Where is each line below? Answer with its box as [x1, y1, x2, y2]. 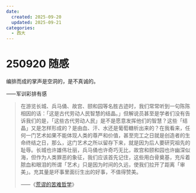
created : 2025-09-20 [11, 14, 62, 20]
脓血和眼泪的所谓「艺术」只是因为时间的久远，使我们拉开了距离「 [20, 161, 180, 168]
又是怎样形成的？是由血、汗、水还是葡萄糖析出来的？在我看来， [31, 125, 185, 132]
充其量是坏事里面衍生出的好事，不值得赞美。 [33, 168, 142, 175]
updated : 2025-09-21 [11, 19, 62, 25]
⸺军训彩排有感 [6, 90, 47, 97]
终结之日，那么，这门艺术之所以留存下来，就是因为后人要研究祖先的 [25, 139, 191, 146]
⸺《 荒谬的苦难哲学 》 [20, 181, 77, 188]
